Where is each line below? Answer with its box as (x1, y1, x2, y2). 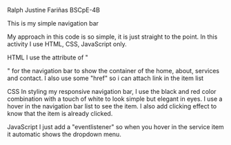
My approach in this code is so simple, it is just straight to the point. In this (7, 32, 218, 41)
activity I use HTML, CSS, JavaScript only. (7, 40, 127, 48)
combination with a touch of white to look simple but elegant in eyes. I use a (7, 95, 223, 103)
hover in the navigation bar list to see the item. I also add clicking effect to (7, 102, 217, 110)
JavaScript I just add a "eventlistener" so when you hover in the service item (7, 123, 224, 130)
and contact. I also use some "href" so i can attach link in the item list (7, 74, 204, 82)
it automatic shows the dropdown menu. (7, 130, 122, 138)
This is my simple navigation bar (7, 19, 99, 27)
